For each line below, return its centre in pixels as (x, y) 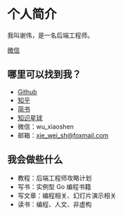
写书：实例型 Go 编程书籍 (54, 186)
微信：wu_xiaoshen (45, 126)
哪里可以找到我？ (44, 74)
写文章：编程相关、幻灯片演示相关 (67, 195)
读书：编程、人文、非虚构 (54, 204)
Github (27, 91)
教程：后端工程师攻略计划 (54, 178)
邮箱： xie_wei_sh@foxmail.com (63, 135)
